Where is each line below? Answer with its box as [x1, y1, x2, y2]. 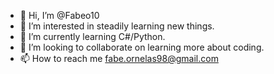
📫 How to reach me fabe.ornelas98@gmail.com [19, 53, 219, 64]
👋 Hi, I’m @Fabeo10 [19, 10, 100, 21]
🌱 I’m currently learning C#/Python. [19, 31, 166, 42]
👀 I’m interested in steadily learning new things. [19, 20, 215, 32]
